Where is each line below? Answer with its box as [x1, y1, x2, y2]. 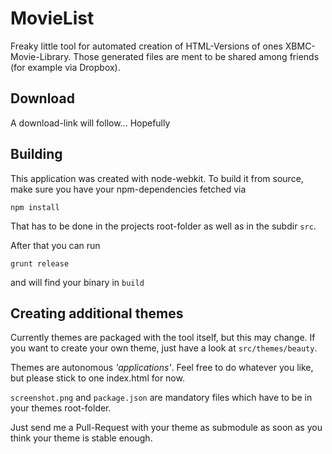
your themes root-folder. [10, 402, 112, 414]
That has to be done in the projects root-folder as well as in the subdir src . [10, 220, 317, 232]
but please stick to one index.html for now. [10, 372, 185, 384]
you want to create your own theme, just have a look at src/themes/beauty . [10, 342, 318, 354]
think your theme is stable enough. [10, 432, 153, 444]
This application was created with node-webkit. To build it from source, [10, 172, 304, 184]
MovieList [10, 7, 95, 30]
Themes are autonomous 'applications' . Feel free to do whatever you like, [10, 362, 314, 374]
